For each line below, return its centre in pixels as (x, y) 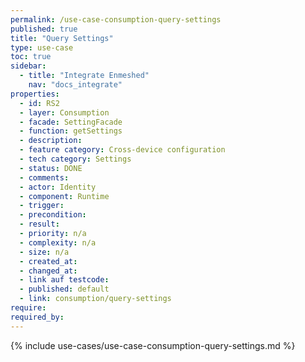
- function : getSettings (71, 131)
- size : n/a (44, 252)
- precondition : (53, 215)
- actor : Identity (58, 187)
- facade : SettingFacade (71, 122)
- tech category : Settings (75, 159)
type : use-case (42, 47)
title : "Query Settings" (62, 38)
